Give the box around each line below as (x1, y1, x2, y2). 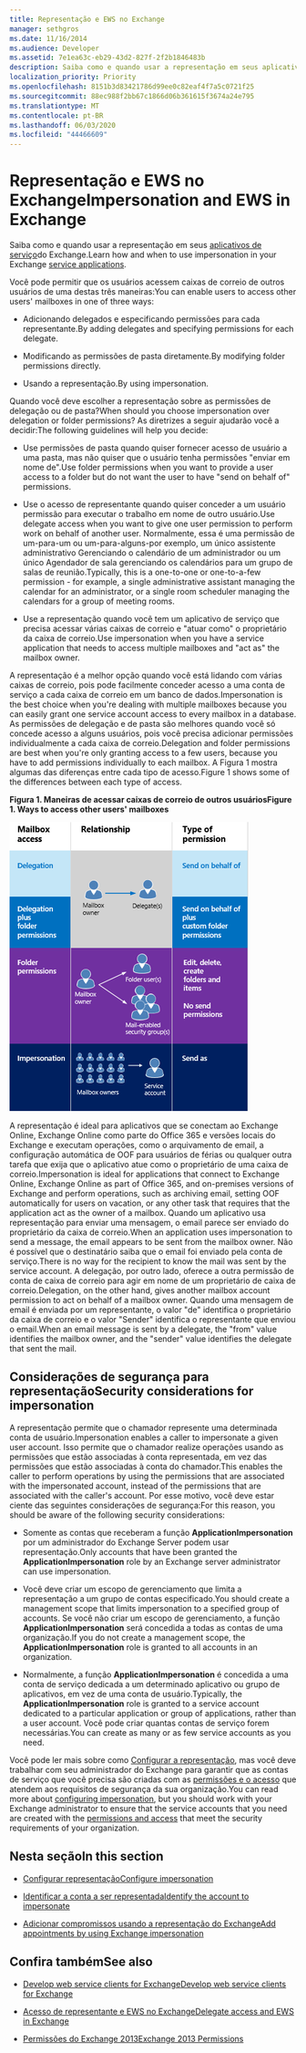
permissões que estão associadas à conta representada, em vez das (9, 1451, 267, 1462)
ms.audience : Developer (9, 44, 100, 53)
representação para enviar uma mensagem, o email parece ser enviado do (9, 1218, 290, 1229)
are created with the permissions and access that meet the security (9, 1812, 262, 1823)
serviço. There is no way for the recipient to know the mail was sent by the (9, 1256, 287, 1267)
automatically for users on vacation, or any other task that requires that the (9, 1198, 291, 1208)
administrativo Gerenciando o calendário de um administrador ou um (22, 547, 281, 558)
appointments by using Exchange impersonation (22, 1927, 204, 1938)
